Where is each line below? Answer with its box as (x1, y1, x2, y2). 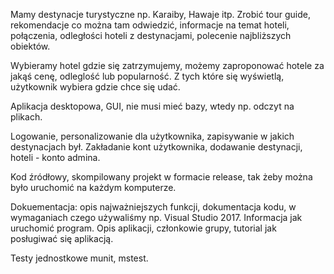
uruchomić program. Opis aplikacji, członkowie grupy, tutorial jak (10, 222, 277, 234)
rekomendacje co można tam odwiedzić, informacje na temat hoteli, (10, 19, 290, 31)
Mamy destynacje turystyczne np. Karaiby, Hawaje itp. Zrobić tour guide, (10, 9, 311, 20)
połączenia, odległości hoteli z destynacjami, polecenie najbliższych (10, 30, 292, 41)
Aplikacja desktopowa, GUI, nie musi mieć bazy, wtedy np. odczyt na (10, 100, 295, 112)
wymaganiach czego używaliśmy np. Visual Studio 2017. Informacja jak (10, 212, 303, 223)
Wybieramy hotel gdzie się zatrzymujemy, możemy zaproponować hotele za (10, 60, 325, 71)
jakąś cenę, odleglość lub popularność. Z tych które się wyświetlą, (10, 70, 285, 82)
